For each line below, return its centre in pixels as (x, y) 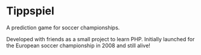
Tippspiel (30, 11)
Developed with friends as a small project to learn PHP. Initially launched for (101, 39)
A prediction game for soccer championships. (63, 27)
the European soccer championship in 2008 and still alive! (78, 45)
